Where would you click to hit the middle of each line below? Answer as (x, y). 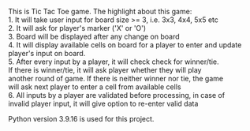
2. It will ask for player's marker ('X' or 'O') (77, 28)
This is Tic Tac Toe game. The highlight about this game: (100, 11)
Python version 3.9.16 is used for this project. (81, 119)
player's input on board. (47, 53)
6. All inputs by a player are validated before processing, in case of (117, 95)
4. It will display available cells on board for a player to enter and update (125, 45)
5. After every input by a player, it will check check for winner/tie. (114, 62)
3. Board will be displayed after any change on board (94, 36)
